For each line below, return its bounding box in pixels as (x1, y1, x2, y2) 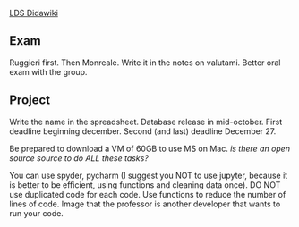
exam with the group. (9, 66, 88, 77)
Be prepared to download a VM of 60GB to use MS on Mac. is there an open (9, 143, 291, 154)
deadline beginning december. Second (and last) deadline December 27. (9, 125, 277, 137)
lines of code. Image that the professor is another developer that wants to (9, 198, 281, 209)
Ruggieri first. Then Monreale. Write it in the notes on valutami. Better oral (9, 57, 281, 68)
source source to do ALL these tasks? (9, 152, 149, 164)
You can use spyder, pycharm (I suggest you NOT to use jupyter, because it (9, 170, 288, 181)
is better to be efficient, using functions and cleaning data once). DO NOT (9, 179, 281, 190)
